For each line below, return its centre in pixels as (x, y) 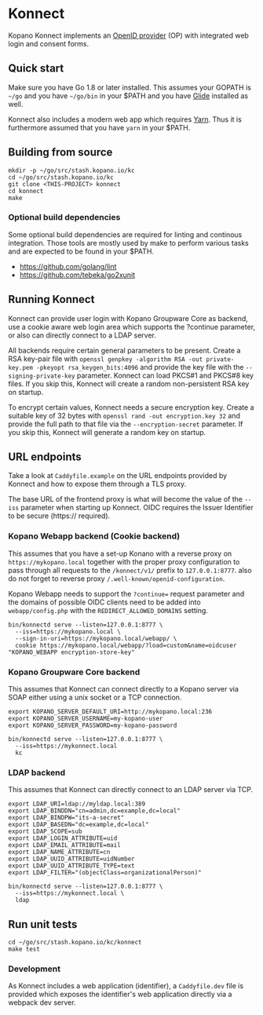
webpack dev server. (42, 1002)
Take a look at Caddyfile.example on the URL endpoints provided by (118, 476)
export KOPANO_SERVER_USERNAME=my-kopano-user (86, 719)
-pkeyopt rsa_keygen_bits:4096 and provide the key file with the (140, 367)
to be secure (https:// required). (59, 516)
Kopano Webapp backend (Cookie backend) (94, 536)
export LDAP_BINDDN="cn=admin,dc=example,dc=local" (94, 811)
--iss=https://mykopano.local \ (68, 632)
